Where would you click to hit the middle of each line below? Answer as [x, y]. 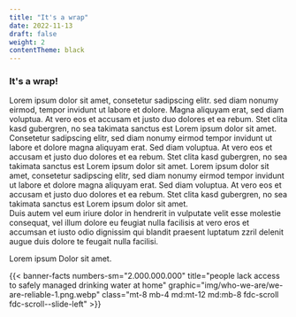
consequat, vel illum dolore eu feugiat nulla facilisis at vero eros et [129, 223]
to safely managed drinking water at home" [88, 285]
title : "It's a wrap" [49, 17]
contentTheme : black [47, 50]
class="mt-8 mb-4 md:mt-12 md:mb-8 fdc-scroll [190, 295]
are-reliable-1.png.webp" [54, 295]
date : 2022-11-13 [41, 26]
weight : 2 [27, 42]
